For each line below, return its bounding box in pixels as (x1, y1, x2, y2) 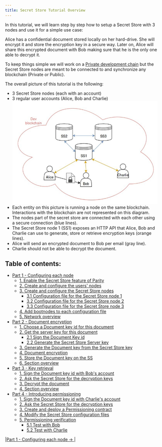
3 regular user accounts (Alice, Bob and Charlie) (12, 95, 108, 101)
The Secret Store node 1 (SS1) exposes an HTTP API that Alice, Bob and (12, 225, 155, 231)
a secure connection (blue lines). (12, 220, 78, 226)
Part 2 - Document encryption (12, 319, 72, 325)
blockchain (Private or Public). (5, 71, 65, 77)
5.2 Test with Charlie (26, 427, 68, 433)
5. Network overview (19, 314, 61, 320)
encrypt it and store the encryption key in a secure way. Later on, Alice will (5, 41, 154, 47)
